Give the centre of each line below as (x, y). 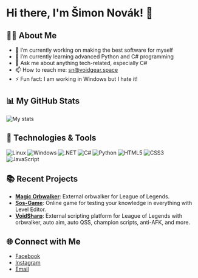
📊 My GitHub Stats (43, 101)
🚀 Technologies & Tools (51, 138)
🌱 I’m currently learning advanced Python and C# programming (94, 57)
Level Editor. (31, 209)
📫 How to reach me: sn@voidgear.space (67, 70)
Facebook (28, 256)
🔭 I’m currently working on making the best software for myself (94, 50)
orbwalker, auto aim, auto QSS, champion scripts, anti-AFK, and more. (102, 223)
